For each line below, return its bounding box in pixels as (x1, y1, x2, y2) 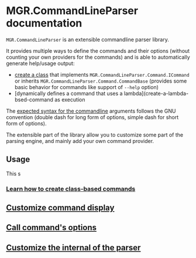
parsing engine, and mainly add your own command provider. (6, 137, 154, 144)
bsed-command (14, 96, 54, 103)
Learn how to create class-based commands (6, 185, 136, 193)
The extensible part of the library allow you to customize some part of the (6, 131, 183, 138)
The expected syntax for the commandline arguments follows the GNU (6, 107, 176, 114)
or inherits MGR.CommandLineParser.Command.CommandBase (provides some (14, 77, 187, 84)
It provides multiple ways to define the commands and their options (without (6, 47, 190, 54)
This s (6, 170, 21, 177)
